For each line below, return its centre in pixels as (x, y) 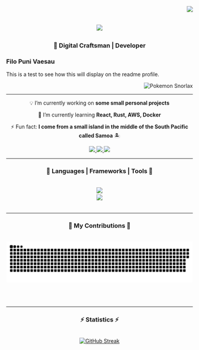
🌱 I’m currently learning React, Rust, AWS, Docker (99, 115)
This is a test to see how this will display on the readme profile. (83, 74)
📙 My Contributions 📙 (99, 225)
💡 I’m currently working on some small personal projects (99, 103)
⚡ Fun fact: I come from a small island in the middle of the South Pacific (99, 127)
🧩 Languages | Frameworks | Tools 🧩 (99, 171)
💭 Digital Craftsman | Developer (99, 46)
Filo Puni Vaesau (31, 62)
